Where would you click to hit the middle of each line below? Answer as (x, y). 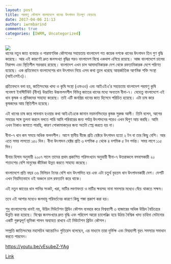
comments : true (21, 29)
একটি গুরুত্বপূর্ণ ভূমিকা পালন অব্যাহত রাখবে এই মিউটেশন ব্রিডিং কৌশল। (56, 220)
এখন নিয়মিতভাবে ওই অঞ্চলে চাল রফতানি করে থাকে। (44, 178)
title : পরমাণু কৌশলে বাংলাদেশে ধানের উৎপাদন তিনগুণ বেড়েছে (51, 15)
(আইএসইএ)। (16, 76)
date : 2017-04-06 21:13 (31, 19)
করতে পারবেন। (17, 236)
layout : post (19, 10)
